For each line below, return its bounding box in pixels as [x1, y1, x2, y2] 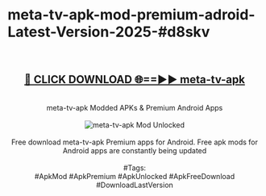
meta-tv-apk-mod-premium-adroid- [7, 6, 256, 24]
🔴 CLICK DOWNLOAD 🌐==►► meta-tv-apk [24, 73, 245, 86]
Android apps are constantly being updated [62, 145, 207, 155]
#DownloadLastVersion [95, 180, 174, 190]
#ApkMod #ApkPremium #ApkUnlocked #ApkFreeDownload [34, 171, 235, 181]
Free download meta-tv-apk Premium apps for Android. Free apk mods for [10, 137, 259, 147]
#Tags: [123, 163, 147, 173]
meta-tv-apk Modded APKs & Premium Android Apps [46, 102, 223, 112]
